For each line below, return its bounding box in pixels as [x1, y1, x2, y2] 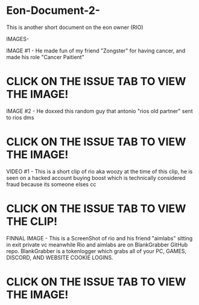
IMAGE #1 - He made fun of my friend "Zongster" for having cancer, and [6, 47, 186, 54]
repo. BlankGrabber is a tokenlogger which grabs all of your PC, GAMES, [6, 247, 187, 254]
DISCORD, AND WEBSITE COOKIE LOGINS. [6, 254, 113, 261]
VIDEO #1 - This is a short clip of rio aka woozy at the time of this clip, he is [6, 167, 193, 175]
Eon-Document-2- [6, 4, 101, 18]
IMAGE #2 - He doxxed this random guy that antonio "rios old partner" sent [6, 107, 193, 115]
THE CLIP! [6, 215, 58, 228]
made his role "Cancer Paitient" [6, 53, 84, 60]
